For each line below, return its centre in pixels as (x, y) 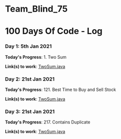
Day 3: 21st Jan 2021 (30, 111)
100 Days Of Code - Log (54, 31)
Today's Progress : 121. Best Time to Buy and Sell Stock (60, 89)
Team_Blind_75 (36, 9)
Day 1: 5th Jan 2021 (28, 46)
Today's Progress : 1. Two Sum (36, 57)
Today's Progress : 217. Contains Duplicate (48, 122)
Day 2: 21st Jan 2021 (30, 79)
